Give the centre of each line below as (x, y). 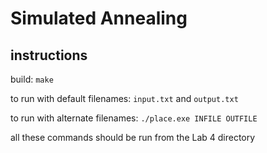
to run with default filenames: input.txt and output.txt (124, 98)
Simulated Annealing (99, 18)
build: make (32, 79)
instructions (49, 55)
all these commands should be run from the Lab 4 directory (133, 137)
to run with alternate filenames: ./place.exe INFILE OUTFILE (134, 118)
